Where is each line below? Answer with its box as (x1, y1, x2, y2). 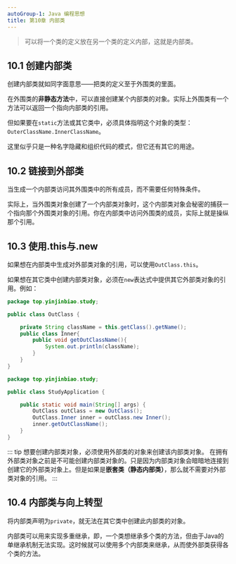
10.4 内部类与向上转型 (7, 496, 103, 508)
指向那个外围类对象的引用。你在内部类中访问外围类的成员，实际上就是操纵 (13, 209, 229, 217)
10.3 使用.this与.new (7, 240, 98, 252)
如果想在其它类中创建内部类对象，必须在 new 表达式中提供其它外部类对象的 (7, 275, 220, 283)
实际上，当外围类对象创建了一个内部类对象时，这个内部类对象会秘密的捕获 (7, 200, 223, 209)
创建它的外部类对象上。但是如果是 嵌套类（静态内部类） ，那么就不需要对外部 (7, 465, 226, 473)
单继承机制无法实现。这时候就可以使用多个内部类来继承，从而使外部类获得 (7, 540, 223, 548)
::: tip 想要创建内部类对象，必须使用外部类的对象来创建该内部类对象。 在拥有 (7, 447, 228, 455)
